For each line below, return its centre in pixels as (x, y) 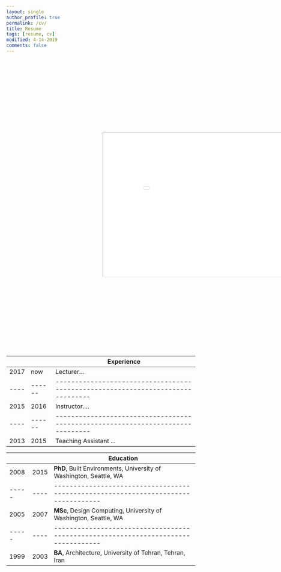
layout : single (25, 12)
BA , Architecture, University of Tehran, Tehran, (119, 553)
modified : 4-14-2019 (32, 40)
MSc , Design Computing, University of (108, 511)
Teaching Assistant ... (85, 441)
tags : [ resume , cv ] (31, 34)
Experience (124, 361)
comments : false (26, 46)
